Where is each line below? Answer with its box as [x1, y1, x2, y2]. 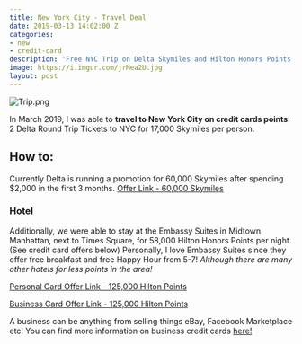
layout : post [9, 72, 58, 81]
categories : [9, 30, 54, 39]
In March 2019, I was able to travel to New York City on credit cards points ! [9, 113, 290, 124]
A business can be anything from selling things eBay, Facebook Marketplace [9, 315, 293, 326]
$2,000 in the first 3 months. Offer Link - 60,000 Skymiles [9, 182, 225, 193]
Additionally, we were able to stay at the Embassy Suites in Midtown [9, 225, 262, 236]
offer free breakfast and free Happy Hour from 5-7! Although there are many [9, 253, 293, 265]
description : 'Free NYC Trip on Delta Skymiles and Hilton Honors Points [9, 55, 292, 64]
